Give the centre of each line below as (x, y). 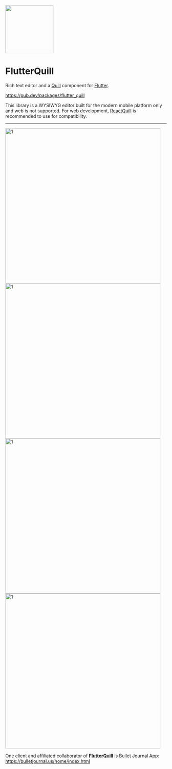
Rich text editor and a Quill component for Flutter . (57, 85)
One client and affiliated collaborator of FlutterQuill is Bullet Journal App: (82, 756)
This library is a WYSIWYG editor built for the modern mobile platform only (84, 105)
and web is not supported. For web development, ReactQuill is (71, 111)
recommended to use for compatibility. (46, 116)
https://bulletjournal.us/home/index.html (48, 761)
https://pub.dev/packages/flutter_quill (45, 95)
